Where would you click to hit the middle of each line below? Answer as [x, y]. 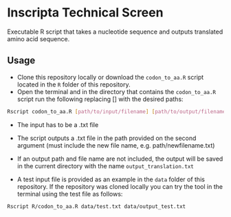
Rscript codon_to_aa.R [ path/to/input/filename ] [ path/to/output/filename [117, 111]
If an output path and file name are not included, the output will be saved [120, 159]
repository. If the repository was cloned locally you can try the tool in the [120, 186]
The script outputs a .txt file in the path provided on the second [107, 138]
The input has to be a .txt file [58, 124]
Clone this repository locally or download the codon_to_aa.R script [110, 77]
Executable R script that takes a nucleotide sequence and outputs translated [115, 32]
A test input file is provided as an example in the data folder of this [111, 179]
